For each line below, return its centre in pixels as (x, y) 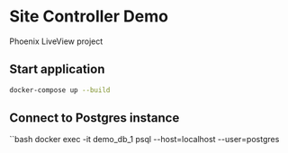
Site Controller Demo (89, 17)
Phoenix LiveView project (56, 41)
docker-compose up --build (60, 90)
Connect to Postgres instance (94, 118)
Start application (57, 69)
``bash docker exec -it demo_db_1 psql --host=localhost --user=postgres (144, 140)
